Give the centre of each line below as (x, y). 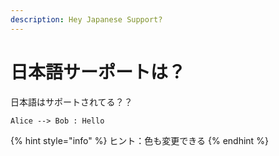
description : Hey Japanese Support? (86, 19)
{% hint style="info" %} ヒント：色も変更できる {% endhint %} (139, 140)
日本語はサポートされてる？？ (71, 102)
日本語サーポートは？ (98, 72)
